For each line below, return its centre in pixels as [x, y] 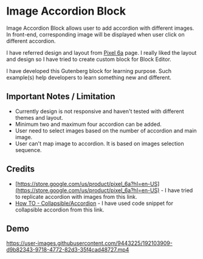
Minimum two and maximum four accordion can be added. [88, 124]
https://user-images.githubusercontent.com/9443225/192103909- [90, 243]
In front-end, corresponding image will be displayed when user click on [95, 34]
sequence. [28, 150]
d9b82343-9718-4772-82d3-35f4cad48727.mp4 [68, 250]
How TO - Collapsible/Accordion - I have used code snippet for [94, 203]
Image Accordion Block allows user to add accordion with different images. [100, 28]
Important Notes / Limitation [61, 96]
